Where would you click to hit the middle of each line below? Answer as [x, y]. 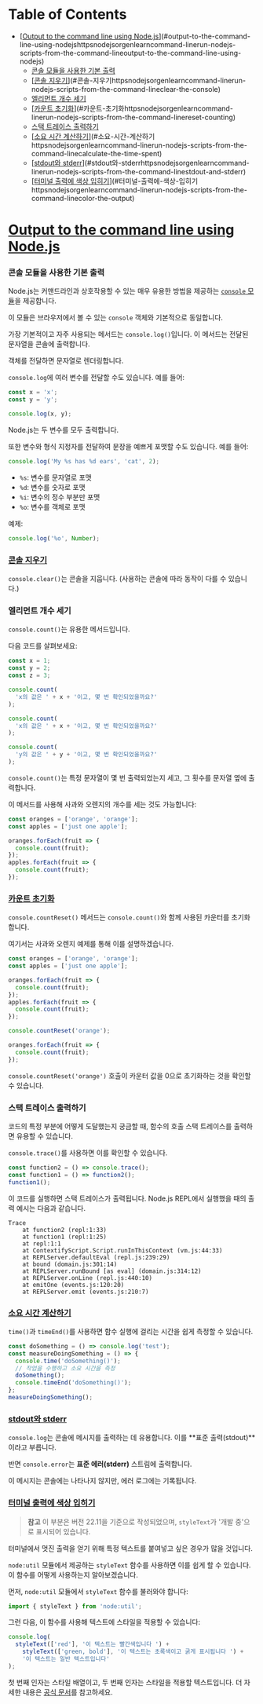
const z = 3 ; [29, 676]
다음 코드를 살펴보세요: [43, 646]
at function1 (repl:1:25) [65, 1237]
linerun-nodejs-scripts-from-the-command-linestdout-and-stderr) [139, 171]
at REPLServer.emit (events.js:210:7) [86, 1292]
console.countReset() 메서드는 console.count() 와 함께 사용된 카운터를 [119, 917]
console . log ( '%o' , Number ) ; [54, 538]
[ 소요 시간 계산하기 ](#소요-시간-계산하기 [93, 136]
